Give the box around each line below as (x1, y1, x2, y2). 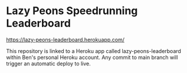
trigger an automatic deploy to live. (6, 60, 91, 67)
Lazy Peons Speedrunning (6, 4, 138, 18)
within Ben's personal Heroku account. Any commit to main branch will (6, 54, 178, 61)
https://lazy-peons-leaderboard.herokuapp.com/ (6, 36, 125, 43)
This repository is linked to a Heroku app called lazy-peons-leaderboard (6, 47, 182, 54)
